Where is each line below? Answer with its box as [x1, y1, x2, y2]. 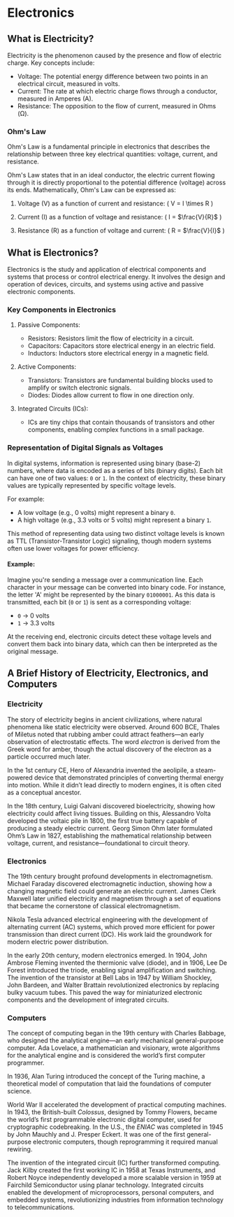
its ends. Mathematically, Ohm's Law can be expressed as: [7, 186, 177, 194]
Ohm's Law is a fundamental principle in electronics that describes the [7, 143, 210, 151]
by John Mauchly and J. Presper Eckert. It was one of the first [7, 1130, 186, 1139]
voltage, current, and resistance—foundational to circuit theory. [7, 838, 190, 847]
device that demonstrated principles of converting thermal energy [34, 773, 224, 782]
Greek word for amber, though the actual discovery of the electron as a [7, 745, 212, 753]
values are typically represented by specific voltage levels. [7, 481, 176, 490]
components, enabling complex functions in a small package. [27, 425, 205, 434]
